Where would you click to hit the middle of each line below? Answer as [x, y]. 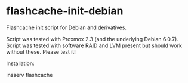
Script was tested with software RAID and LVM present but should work [94, 45]
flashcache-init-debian [65, 11]
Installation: [20, 63]
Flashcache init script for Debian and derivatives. [67, 27]
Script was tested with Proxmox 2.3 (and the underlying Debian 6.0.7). [93, 39]
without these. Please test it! [41, 51]
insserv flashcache [30, 75]
